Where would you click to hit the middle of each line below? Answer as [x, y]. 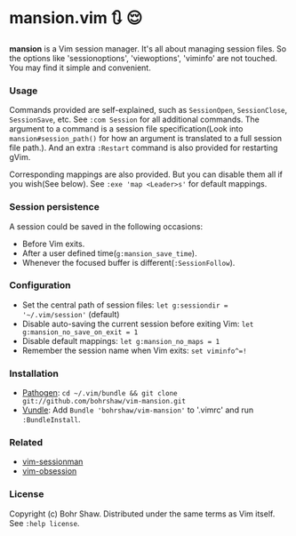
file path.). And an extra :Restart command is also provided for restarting [144, 148]
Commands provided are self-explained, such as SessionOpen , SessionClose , [148, 110]
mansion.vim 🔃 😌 [76, 18]
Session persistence [54, 207]
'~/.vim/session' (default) [71, 314]
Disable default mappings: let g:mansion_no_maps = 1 [121, 340]
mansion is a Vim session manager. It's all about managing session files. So [148, 48]
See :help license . [44, 523]
